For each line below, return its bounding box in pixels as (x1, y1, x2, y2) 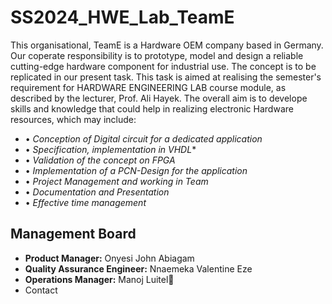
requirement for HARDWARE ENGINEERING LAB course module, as (10, 81, 287, 93)
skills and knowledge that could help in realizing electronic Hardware (10, 102, 294, 115)
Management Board (10, 226, 137, 243)
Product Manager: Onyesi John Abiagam (24, 252, 195, 264)
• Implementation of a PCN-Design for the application (24, 164, 248, 176)
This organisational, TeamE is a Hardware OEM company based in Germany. (10, 39, 324, 51)
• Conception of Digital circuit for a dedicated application (24, 132, 263, 145)
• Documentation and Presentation (24, 186, 170, 198)
